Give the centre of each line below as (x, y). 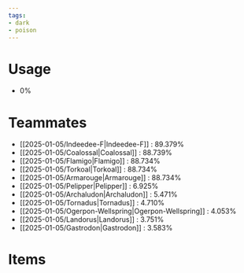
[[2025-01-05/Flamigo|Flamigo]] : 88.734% (90, 161)
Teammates (48, 122)
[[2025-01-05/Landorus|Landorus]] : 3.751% (92, 220)
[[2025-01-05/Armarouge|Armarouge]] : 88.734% (100, 178)
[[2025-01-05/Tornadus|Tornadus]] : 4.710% (92, 203)
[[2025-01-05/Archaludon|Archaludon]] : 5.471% (99, 194)
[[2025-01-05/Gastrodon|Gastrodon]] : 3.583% (96, 228)
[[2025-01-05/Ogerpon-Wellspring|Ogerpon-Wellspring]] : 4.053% (128, 211)
